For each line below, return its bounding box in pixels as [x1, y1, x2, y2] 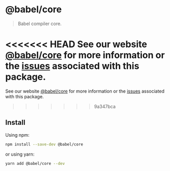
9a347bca [94, 103, 116, 110]
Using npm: [5, 132, 30, 138]
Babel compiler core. [17, 20, 62, 27]
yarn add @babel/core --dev [5, 161, 65, 166]
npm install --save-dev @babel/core [5, 142, 83, 147]
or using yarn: [5, 151, 35, 157]
